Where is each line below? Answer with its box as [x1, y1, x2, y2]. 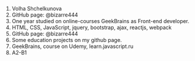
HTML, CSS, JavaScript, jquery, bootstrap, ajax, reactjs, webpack [11, 24, 172, 31]
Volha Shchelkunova [11, 5, 62, 12]
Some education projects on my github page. [11, 37, 122, 43]
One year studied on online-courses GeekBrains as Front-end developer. [11, 18, 190, 24]
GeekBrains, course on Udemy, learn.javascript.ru [11, 43, 134, 50]
